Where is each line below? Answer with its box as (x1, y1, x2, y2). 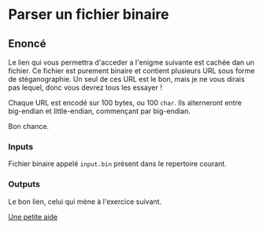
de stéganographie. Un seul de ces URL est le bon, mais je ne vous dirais (8, 75, 246, 83)
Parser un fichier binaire (8, 6, 169, 24)
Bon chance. (8, 122, 50, 131)
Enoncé (8, 37, 46, 50)
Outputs (8, 179, 41, 190)
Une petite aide (8, 212, 58, 221)
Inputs (8, 141, 34, 152)
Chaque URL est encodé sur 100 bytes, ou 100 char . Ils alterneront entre (8, 98, 243, 107)
